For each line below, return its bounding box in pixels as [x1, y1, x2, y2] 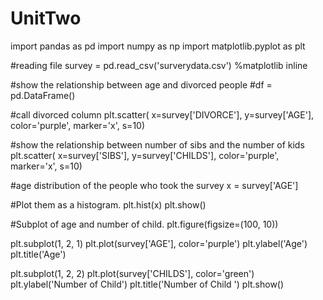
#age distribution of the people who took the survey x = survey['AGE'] [10, 179, 299, 191]
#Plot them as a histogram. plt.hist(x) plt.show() [10, 198, 207, 211]
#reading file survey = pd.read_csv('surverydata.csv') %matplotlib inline [10, 59, 308, 71]
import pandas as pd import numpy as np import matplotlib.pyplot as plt [10, 40, 306, 52]
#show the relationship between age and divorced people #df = [10, 78, 273, 91]
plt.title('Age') [10, 248, 67, 260]
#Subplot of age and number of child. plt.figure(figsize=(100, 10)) [10, 218, 279, 230]
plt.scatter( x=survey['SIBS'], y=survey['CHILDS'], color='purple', [10, 149, 280, 161]
